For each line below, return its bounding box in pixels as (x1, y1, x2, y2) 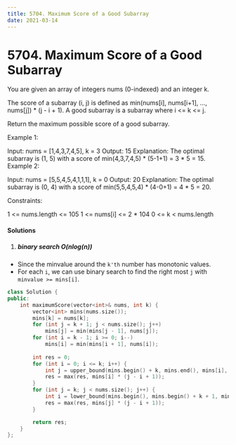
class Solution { (7, 288, 58, 295)
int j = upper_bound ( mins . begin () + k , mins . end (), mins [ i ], (44, 366, 228, 374)
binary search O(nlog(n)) (17, 242, 93, 251)
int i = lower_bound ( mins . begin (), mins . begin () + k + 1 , (44, 393, 218, 400)
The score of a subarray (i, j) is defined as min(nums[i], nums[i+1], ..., (7, 99, 207, 107)
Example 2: (7, 162, 40, 171)
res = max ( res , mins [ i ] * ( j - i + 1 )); (44, 373, 165, 380)
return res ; (32, 418, 68, 425)
